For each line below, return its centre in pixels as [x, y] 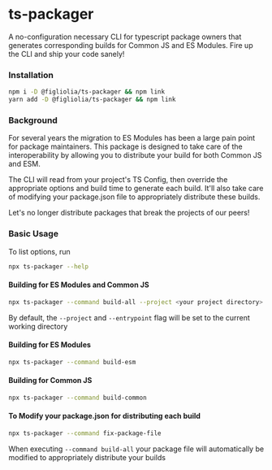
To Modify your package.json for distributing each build [105, 416]
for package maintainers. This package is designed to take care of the [125, 146]
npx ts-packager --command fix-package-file [85, 433]
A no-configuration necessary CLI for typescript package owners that [125, 37]
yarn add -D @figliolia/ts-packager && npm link [92, 100]
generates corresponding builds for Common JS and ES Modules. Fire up [131, 45]
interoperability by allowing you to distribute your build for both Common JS [135, 155]
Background [33, 120]
